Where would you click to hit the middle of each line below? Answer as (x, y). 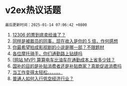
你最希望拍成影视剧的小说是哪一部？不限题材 (58, 47)
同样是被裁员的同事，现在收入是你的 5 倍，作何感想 (65, 41)
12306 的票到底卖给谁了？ (39, 34)
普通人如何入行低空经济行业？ (43, 78)
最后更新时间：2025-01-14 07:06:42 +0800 (46, 25)
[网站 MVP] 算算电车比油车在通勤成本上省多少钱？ (64, 59)
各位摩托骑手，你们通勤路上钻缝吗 (47, 53)
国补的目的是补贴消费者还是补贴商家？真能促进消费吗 (67, 66)
